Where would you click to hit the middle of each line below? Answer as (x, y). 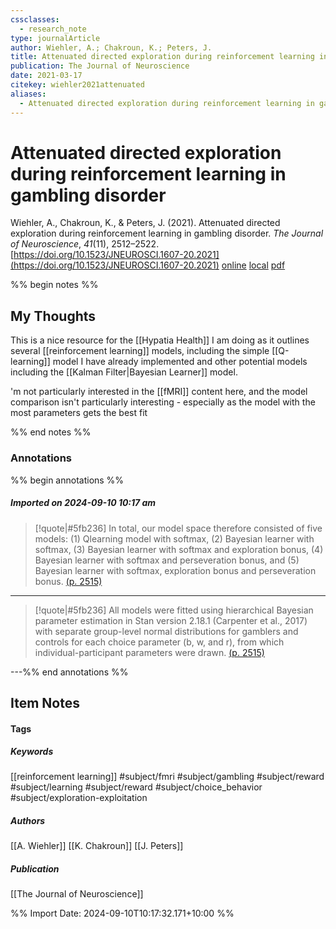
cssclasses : (35, 19)
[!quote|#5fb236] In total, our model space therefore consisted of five (178, 528)
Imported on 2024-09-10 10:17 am (83, 503)
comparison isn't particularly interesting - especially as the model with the (163, 402)
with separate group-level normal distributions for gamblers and (166, 631)
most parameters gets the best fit (79, 413)
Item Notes (45, 702)
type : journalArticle (55, 38)
